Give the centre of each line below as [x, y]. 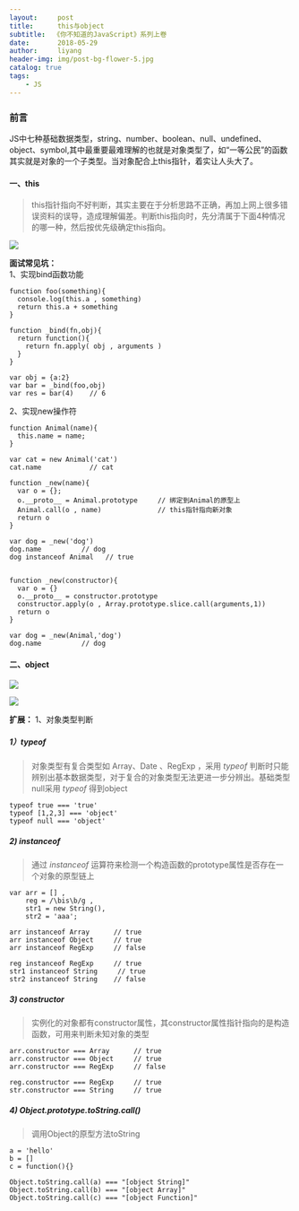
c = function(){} [42, 1167]
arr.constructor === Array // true [86, 1051]
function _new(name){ [50, 484]
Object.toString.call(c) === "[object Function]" [104, 1198]
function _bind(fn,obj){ [56, 331]
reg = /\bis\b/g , [60, 901]
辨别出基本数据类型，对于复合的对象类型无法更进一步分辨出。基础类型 [161, 778]
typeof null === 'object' [57, 822]
